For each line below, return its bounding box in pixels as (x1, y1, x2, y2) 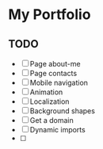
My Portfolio (8, 6, 91, 24)
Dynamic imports (29, 125, 86, 134)
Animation (29, 87, 63, 97)
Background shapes (29, 106, 95, 116)
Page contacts (29, 69, 78, 78)
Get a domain (29, 116, 74, 124)
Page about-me (29, 59, 81, 68)
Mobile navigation (29, 78, 89, 87)
